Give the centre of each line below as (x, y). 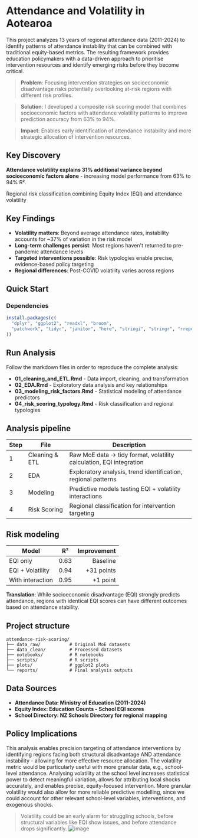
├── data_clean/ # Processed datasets (64, 650)
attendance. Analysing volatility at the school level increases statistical (104, 773)
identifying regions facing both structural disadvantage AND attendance (93, 754)
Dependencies (27, 305)
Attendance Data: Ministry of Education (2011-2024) (80, 702)
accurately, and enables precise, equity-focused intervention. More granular (99, 785)
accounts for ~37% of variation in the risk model (73, 239)
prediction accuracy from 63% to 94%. (68, 119)
